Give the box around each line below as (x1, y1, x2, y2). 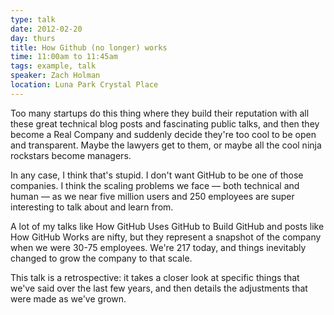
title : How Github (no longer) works (10, 42, 168, 53)
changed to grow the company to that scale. (10, 252, 193, 264)
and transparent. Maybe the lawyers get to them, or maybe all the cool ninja (10, 139, 322, 151)
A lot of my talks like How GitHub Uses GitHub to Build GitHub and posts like (10, 220, 325, 232)
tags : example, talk (10, 61, 97, 71)
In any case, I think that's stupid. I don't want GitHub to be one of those (10, 169, 304, 181)
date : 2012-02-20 (10, 24, 83, 34)
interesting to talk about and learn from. (10, 201, 174, 213)
